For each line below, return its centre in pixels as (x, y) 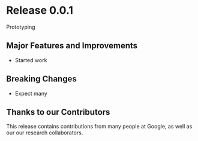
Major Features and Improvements (72, 46)
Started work (31, 60)
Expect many (31, 93)
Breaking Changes (41, 79)
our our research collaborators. (45, 133)
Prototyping (21, 27)
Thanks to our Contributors (58, 112)
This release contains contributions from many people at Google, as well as (99, 127)
